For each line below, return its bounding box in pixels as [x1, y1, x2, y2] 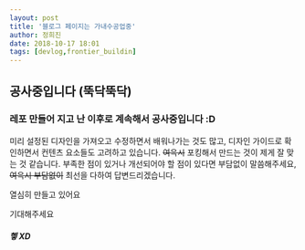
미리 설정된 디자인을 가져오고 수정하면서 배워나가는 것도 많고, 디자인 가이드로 [9, 135, 283, 146]
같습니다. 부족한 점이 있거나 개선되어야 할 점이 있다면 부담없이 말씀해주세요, [28, 158, 297, 169]
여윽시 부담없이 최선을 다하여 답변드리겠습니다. [9, 170, 176, 181]
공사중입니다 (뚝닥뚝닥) [9, 83, 132, 99]
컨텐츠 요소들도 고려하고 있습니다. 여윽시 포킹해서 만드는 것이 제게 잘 [40, 147, 285, 158]
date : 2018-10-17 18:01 [9, 38, 100, 48]
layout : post [9, 13, 59, 23]
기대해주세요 [9, 208, 55, 219]
